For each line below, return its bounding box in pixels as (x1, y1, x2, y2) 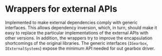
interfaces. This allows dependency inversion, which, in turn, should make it (5, 24, 157, 30)
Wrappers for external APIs (5, 3, 118, 15)
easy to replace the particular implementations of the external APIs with (5, 30, 149, 36)
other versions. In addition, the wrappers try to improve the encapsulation (5, 35, 153, 41)
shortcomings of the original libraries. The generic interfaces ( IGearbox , (5, 40, 148, 46)
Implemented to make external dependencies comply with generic (5, 19, 138, 25)
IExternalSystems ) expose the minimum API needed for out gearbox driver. (5, 45, 155, 51)
